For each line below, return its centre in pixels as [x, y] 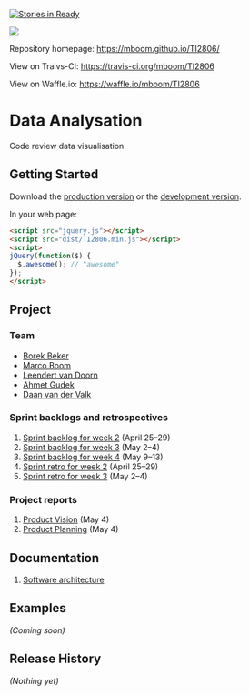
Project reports [43, 499]
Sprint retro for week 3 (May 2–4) [85, 476]
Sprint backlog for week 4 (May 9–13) [93, 457]
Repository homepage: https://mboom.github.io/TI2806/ [115, 49]
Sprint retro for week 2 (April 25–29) [90, 466]
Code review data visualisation [67, 146]
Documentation [55, 558]
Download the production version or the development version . [125, 196]
